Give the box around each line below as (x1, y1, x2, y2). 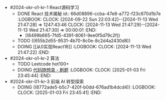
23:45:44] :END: (17, 72, 52, 78)
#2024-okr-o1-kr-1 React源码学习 (10, 5, 79, 10)
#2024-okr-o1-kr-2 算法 (10, 55, 59, 61)
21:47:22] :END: (17, 49, 50, 55)
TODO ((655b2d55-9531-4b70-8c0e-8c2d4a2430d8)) (17, 38, 131, 44)
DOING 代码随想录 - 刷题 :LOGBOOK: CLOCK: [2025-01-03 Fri (17, 67, 145, 73)
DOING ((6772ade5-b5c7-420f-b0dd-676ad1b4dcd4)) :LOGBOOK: (17, 84, 156, 90)
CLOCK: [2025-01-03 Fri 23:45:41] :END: (17, 89, 102, 95)
